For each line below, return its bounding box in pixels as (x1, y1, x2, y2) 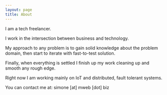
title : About (5, 12, 32, 17)
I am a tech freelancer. (5, 25, 51, 31)
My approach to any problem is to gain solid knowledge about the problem (5, 45, 158, 51)
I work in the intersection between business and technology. (5, 35, 129, 41)
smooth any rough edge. (5, 65, 56, 71)
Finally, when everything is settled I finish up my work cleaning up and (5, 60, 150, 66)
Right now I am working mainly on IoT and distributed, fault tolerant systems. (5, 75, 163, 81)
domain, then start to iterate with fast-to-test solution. (5, 50, 116, 56)
